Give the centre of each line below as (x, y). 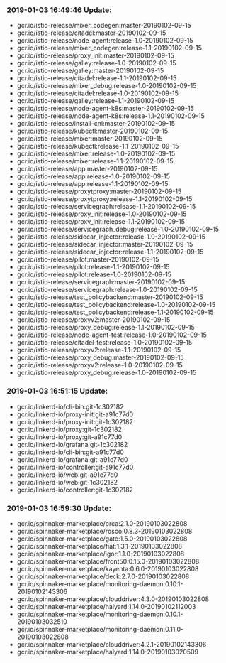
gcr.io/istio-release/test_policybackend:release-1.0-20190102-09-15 (116, 305)
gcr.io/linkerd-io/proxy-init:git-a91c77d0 (75, 414)
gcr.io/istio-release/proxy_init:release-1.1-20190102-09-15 (101, 222)
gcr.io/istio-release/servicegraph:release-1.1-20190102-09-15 (106, 207)
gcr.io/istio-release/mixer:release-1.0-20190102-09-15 (96, 153)
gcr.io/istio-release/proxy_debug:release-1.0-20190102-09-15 (107, 373)
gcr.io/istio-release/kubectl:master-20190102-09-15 (92, 131)
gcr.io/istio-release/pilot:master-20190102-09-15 (88, 259)
